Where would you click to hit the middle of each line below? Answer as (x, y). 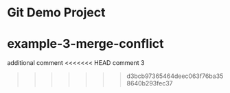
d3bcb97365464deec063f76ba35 (175, 76)
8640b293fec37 (150, 83)
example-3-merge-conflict (85, 44)
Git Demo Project (56, 13)
